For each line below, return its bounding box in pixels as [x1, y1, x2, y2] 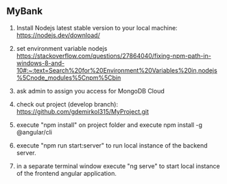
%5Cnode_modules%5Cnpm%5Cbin [16, 73, 121, 82]
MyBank [6, 5, 43, 17]
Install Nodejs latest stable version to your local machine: [16, 23, 178, 32]
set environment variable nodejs [16, 44, 108, 52]
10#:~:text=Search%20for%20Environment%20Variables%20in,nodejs [16, 66, 217, 74]
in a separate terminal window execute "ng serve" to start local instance [16, 161, 220, 170]
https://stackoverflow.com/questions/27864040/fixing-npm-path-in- [16, 51, 212, 60]
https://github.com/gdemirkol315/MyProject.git [16, 107, 149, 115]
